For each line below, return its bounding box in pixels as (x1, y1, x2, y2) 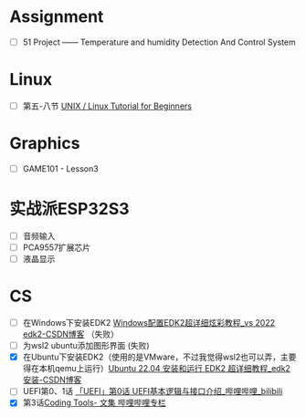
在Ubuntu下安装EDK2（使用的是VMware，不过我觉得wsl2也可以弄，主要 (22, 351, 297, 362)
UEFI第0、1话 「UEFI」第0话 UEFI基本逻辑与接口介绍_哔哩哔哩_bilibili (22, 386, 283, 397)
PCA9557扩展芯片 (22, 242, 91, 253)
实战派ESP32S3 (9, 199, 130, 220)
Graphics (9, 133, 80, 154)
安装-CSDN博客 (22, 374, 82, 385)
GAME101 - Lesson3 (22, 162, 99, 174)
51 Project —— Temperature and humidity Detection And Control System (22, 36, 297, 47)
